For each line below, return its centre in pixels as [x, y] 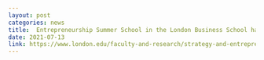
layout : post [29, 15]
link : [17, 44]
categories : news [37, 23]
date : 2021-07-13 [37, 37]
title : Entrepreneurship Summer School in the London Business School [128, 30]
